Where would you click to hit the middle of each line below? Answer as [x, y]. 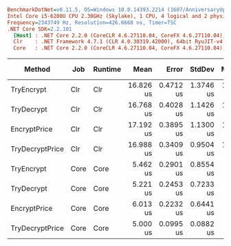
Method [37, 70]
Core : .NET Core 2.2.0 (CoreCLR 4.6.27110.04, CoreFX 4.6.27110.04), [120, 48]
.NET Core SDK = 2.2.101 [40, 29]
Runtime [107, 70]
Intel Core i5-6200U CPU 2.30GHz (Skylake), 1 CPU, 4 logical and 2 [107, 16]
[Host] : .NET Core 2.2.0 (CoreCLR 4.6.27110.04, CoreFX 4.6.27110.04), [120, 35]
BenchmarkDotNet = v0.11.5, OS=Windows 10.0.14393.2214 [86, 10]
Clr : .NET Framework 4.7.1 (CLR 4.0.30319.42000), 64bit [103, 42]
